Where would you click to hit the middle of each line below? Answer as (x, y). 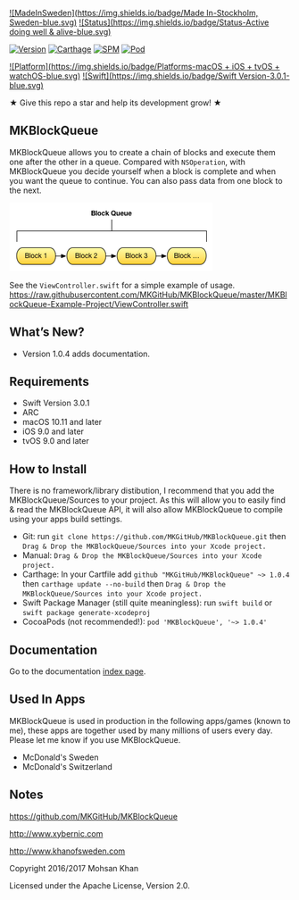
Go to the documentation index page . (78, 671)
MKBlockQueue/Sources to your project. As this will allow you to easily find (147, 500)
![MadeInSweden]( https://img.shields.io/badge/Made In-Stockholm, (134, 13)
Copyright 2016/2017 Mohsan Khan (74, 868)
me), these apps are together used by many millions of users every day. (141, 730)
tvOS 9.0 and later (55, 441)
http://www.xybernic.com (56, 833)
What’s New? (47, 333)
